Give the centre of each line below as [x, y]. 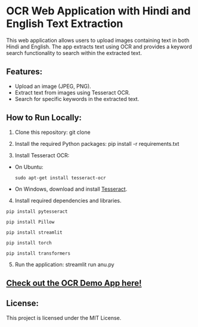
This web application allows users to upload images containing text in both [98, 40]
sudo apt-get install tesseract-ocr [60, 178]
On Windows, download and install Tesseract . [71, 189]
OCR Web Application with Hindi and [98, 11]
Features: [24, 72]
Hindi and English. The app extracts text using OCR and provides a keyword [99, 47]
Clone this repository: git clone [52, 132]
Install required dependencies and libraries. [68, 200]
